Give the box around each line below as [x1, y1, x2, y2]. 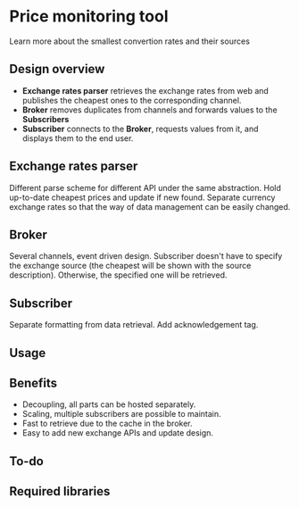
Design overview [9, 62, 105, 77]
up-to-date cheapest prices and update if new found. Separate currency [9, 192, 276, 203]
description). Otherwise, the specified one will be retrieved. [9, 270, 228, 280]
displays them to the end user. [21, 132, 134, 144]
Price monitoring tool [9, 6, 169, 27]
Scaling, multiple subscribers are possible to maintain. [21, 409, 221, 420]
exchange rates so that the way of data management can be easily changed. [9, 201, 291, 212]
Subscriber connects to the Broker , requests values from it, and [21, 123, 259, 134]
